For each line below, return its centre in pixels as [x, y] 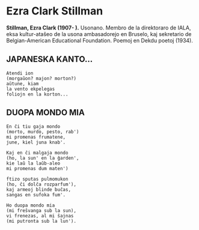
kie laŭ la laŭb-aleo [33, 163]
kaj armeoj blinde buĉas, [38, 189]
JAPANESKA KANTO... [50, 59]
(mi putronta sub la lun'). [41, 221]
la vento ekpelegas [31, 89]
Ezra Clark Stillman [55, 11]
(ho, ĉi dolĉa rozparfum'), [41, 184]
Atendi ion [20, 73]
